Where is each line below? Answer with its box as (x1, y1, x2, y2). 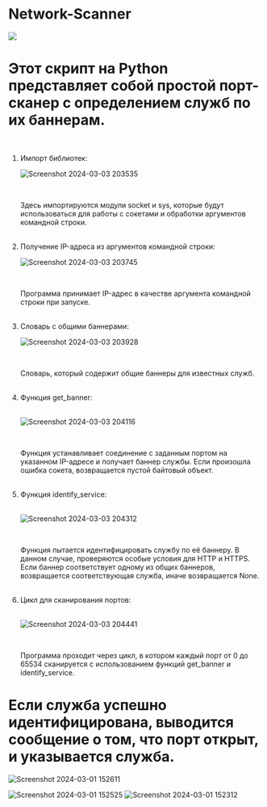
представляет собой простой (8, 77, 216, 95)
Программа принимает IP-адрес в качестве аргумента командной (19, 288, 252, 298)
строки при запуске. (19, 296, 91, 307)
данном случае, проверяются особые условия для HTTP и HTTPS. (19, 553, 250, 563)
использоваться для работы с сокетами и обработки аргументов (19, 208, 246, 218)
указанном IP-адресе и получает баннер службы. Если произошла (19, 456, 252, 466)
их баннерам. (8, 111, 106, 129)
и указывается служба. (8, 748, 175, 766)
